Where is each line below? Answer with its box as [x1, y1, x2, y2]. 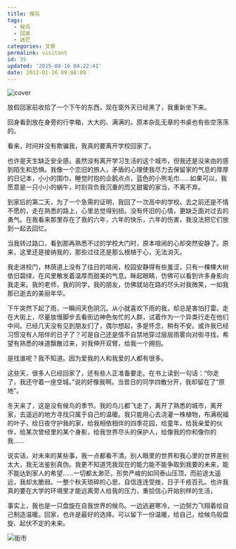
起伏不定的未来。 [19, 519, 69, 527]
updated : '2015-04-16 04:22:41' [7, 62, 102, 70]
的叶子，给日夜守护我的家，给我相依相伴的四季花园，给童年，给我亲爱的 [7, 418, 216, 427]
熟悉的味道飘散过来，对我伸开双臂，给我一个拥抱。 [19, 338, 167, 348]
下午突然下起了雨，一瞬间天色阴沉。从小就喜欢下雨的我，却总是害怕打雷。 [7, 303, 223, 312]
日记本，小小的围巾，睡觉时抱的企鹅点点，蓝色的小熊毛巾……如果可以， [13, 173, 221, 183]
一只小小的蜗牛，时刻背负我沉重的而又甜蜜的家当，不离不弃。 [25, 183, 204, 191]
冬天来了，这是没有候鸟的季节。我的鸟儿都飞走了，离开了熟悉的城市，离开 [7, 401, 223, 409]
